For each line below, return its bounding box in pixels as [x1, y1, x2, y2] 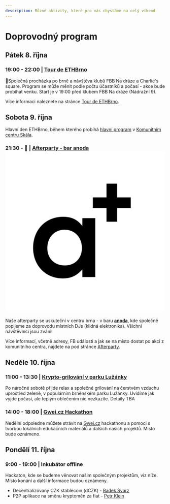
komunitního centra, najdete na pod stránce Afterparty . [5, 343, 120, 350]
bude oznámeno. [5, 431, 41, 437]
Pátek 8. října [5, 51, 48, 59]
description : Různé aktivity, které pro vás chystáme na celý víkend [5, 8, 156, 13]
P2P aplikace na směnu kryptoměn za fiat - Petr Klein [12, 493, 124, 499]
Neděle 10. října [5, 358, 55, 367]
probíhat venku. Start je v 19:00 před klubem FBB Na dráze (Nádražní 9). [5, 88, 157, 94]
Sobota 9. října [5, 113, 52, 121]
